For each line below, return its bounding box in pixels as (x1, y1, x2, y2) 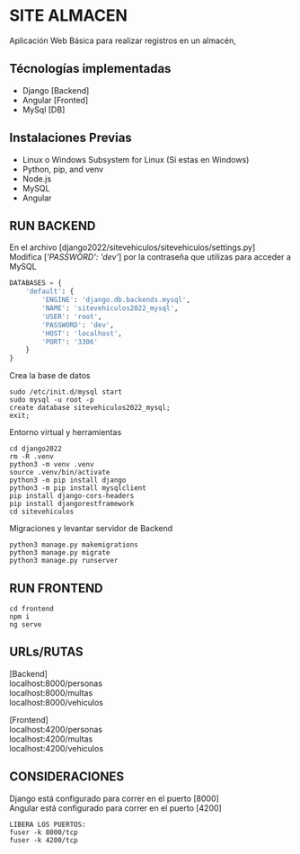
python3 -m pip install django (9, 476, 127, 485)
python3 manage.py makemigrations (9, 540, 139, 549)
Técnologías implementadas (9, 61, 172, 76)
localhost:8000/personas (9, 678, 103, 689)
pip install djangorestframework (9, 500, 135, 509)
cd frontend (9, 604, 54, 613)
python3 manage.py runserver (9, 556, 119, 565)
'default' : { (25, 287, 75, 297)
